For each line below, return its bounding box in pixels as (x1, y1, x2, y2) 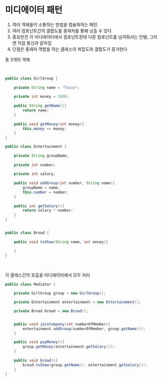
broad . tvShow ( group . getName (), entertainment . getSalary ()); (23, 362, 148, 367)
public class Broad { (5, 230, 49, 236)
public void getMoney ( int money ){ (14, 121, 84, 127)
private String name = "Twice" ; (14, 85, 80, 90)
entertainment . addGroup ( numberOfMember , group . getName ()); (23, 326, 146, 331)
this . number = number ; (23, 190, 69, 194)
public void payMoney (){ (14, 340, 65, 345)
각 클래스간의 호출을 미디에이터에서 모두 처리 (5, 272, 91, 278)
